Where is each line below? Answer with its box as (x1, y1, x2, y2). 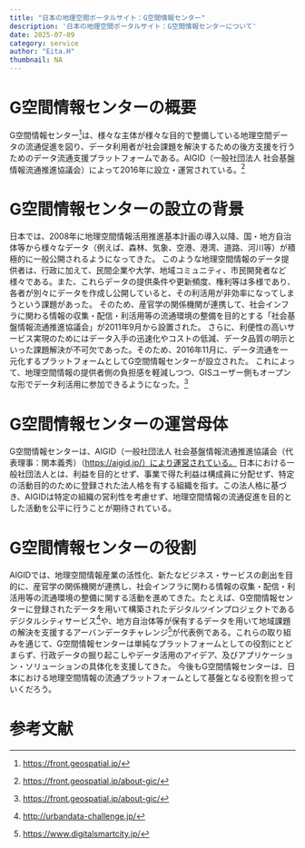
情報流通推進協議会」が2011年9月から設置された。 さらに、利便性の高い (16, 321, 288, 332)
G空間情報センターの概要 (9, 97, 197, 118)
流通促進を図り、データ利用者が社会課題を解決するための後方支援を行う (25, 141, 296, 152)
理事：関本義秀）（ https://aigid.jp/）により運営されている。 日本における (16, 457, 288, 468)
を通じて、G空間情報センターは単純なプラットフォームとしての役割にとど (16, 638, 293, 649)
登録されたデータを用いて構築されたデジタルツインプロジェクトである (33, 603, 295, 614)
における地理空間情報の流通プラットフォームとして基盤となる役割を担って (16, 673, 295, 684)
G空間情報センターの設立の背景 (9, 199, 245, 220)
